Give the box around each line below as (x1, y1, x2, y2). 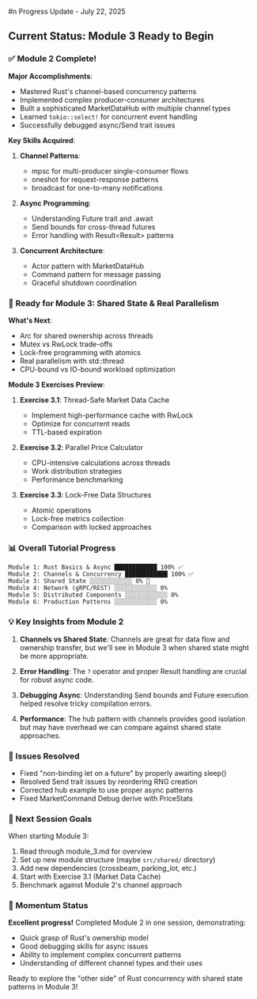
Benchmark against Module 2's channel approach (19, 880, 183, 890)
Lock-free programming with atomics (19, 347, 141, 357)
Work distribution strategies (31, 466, 123, 475)
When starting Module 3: (8, 831, 89, 841)
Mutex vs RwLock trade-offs (19, 339, 113, 349)
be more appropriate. (19, 651, 89, 660)
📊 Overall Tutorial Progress (8, 542, 116, 553)
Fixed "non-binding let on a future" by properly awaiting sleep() (19, 768, 227, 778)
